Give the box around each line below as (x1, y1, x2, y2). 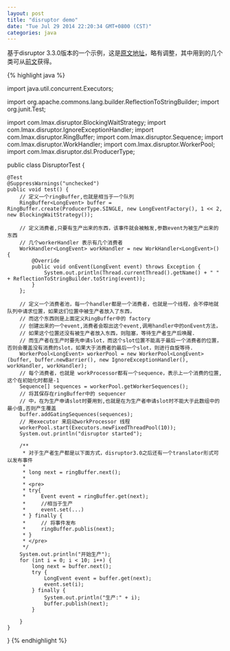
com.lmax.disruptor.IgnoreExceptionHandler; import (7, 126, 154, 134)
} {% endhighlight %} (7, 637, 67, 645)
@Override (32, 258, 60, 264)
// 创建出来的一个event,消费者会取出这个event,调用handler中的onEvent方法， (19, 323, 221, 330)
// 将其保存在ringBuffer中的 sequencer (19, 391, 126, 398)
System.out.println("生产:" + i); (43, 595, 141, 602)
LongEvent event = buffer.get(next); (43, 575, 152, 582)
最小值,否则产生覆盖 (7, 405, 57, 412)
